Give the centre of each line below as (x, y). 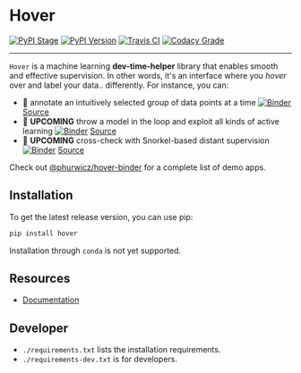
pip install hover (43, 233)
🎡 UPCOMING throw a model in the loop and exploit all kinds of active (151, 121)
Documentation (51, 300)
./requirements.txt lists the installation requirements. (121, 350)
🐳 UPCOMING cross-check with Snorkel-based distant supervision (146, 140)
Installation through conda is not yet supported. (95, 250)
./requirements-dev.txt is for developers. (99, 360)
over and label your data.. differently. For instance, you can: (119, 85)
